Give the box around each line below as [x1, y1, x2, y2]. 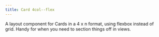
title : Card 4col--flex [5, 7, 55, 12]
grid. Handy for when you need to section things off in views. [5, 26, 131, 32]
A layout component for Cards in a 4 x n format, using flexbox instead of [5, 21, 154, 27]
